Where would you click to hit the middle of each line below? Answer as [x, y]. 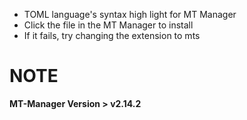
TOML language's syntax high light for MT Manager [130, 14]
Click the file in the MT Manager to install [108, 25]
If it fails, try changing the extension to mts [112, 35]
